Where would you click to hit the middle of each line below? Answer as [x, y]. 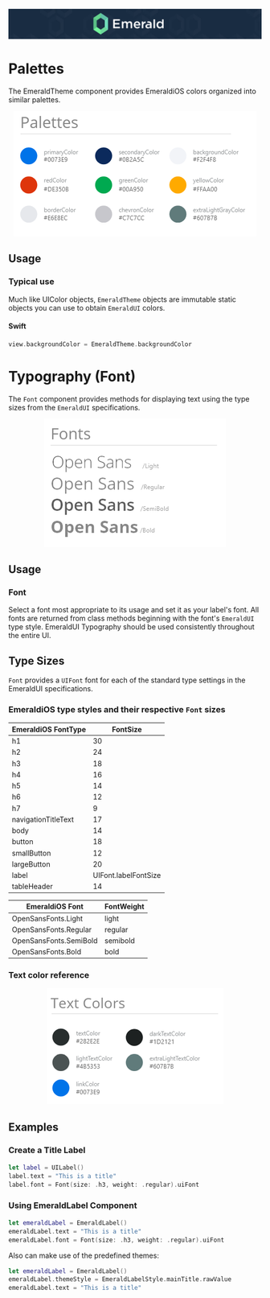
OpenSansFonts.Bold [47, 952]
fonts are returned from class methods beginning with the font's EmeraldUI [131, 618]
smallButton [31, 853]
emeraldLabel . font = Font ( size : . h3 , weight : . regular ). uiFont [117, 1240]
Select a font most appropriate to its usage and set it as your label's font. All [134, 610]
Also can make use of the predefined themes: [84, 1255]
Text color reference [49, 975]
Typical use [31, 282]
